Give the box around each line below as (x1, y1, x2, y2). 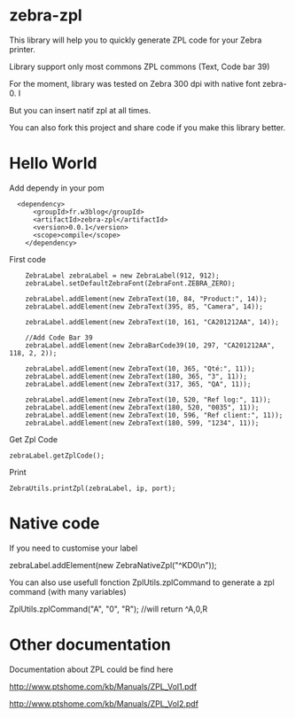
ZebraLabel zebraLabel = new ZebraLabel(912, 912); (25, 271, 220, 280)
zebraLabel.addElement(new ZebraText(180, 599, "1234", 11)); (25, 418, 260, 427)
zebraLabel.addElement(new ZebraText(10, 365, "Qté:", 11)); (25, 364, 255, 373)
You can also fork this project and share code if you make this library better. (9, 121, 286, 133)
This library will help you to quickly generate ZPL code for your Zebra (9, 35, 262, 45)
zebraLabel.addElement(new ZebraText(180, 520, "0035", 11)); (25, 402, 260, 412)
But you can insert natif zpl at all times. (9, 105, 151, 115)
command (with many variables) (9, 586, 127, 597)
